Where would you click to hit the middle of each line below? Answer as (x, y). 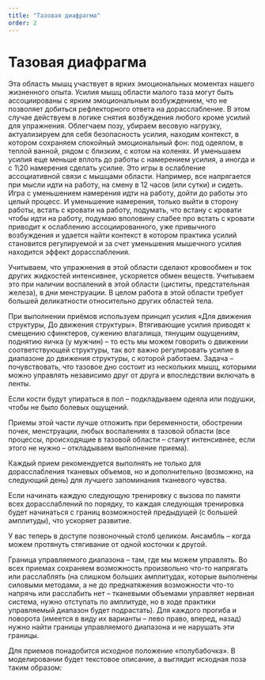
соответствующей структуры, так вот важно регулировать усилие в (124, 350)
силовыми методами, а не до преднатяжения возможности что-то (121, 585)
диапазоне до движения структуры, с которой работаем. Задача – (121, 359)
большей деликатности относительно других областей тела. (111, 301)
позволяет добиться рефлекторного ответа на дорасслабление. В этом (129, 109)
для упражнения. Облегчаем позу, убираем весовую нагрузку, (115, 126)
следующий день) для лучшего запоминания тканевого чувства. (117, 481)
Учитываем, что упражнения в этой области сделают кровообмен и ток (130, 268)
